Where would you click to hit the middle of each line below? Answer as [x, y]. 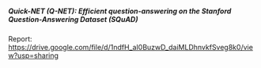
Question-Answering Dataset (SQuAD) [73, 19]
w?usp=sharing [34, 55]
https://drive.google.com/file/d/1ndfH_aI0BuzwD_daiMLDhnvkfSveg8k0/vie [130, 47]
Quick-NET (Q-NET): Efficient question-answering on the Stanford [120, 11]
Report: [21, 38]
